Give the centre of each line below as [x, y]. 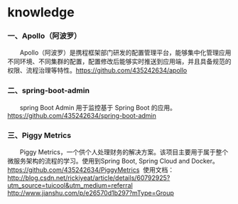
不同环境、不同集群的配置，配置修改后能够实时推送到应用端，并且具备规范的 [119, 62]
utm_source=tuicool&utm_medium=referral [70, 186]
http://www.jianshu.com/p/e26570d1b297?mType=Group [91, 193]
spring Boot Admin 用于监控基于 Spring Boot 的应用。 [98, 107]
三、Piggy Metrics [39, 135]
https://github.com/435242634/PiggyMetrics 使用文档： [91, 170]
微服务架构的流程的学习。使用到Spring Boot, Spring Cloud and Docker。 [113, 161]
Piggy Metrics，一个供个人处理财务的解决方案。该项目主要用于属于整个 [124, 152]
